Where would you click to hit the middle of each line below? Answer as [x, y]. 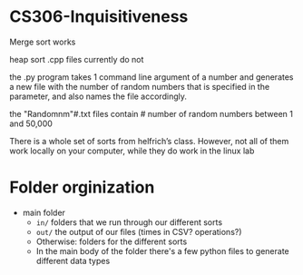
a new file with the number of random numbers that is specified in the [140, 86]
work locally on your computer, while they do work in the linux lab [132, 151]
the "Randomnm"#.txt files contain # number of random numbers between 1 [151, 113]
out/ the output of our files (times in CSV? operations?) [139, 231]
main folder [44, 212]
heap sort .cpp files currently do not [77, 59]
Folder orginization [82, 187]
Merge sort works [43, 42]
